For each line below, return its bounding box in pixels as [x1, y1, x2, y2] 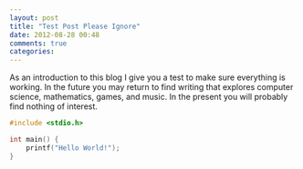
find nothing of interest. [9, 101, 99, 112]
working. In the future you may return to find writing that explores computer [9, 82, 294, 93]
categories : [9, 47, 55, 56]
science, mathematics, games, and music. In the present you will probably [9, 92, 288, 103]
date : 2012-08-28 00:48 [9, 30, 100, 39]
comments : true [9, 38, 68, 48]
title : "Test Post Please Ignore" [9, 22, 141, 31]
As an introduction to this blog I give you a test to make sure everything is [9, 72, 286, 83]
